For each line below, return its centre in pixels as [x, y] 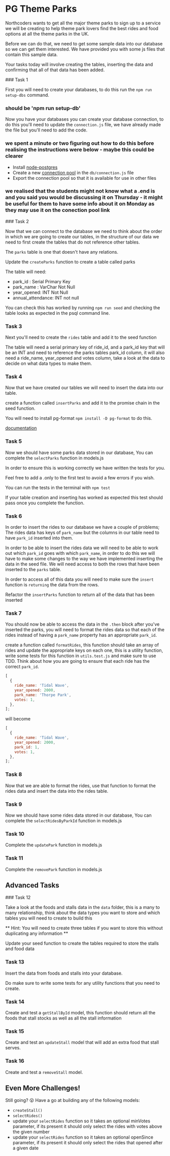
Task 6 [14, 516]
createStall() [27, 1111]
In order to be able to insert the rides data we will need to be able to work [82, 548]
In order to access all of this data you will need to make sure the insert [79, 579]
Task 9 [14, 804]
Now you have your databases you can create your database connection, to [84, 119]
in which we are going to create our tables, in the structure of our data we [82, 236]
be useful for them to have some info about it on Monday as [80, 204]
